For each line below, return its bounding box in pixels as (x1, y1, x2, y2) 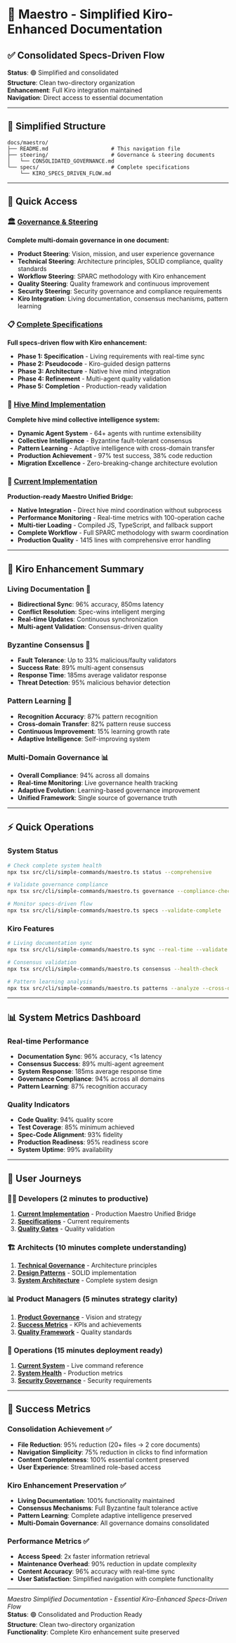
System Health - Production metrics (17, 1369, 123, 1378)
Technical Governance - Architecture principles (17, 1261, 157, 1269)
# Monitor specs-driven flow (7, 901, 93, 908)
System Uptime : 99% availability (17, 1146, 114, 1154)
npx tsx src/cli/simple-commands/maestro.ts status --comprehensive (7, 868, 212, 875)
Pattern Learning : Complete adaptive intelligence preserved (17, 1511, 192, 1519)
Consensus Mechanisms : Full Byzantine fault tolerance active (17, 1504, 199, 1512)
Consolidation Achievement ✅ (7, 1424, 112, 1434)
